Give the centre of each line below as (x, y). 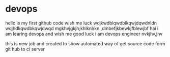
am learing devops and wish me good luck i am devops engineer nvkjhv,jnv (84, 34)
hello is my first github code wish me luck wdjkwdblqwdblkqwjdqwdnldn (81, 23)
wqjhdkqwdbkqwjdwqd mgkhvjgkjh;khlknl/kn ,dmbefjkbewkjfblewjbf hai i (82, 28)
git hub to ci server (25, 49)
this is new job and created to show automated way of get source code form (85, 43)
